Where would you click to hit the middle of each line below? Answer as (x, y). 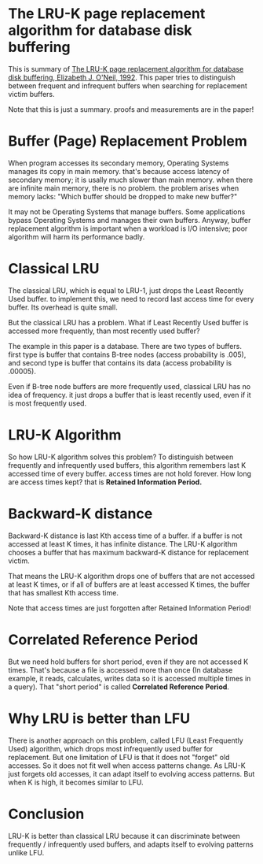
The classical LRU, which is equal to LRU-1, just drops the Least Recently (126, 290)
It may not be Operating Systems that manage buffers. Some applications (127, 211)
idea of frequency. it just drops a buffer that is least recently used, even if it (130, 395)
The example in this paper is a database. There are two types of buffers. (125, 346)
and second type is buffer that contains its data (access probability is (120, 362)
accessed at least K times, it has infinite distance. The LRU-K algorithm (123, 543)
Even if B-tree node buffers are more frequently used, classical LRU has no (130, 386)
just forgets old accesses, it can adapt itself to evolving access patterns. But (131, 773)
